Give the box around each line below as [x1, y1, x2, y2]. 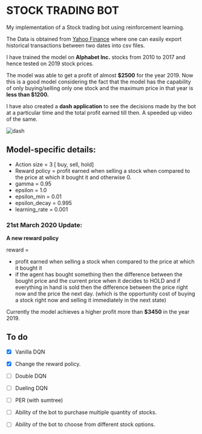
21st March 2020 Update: [6, 221, 83, 229]
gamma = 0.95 [15, 180, 52, 187]
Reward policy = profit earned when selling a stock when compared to [15, 167, 191, 174]
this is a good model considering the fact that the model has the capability [6, 78, 192, 85]
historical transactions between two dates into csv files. [6, 42, 145, 49]
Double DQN [15, 372, 47, 380]
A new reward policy [6, 235, 59, 242]
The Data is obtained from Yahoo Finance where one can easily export [6, 35, 182, 42]
